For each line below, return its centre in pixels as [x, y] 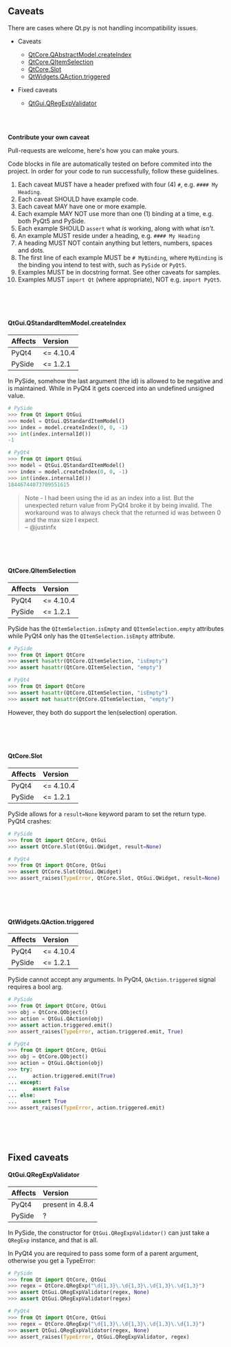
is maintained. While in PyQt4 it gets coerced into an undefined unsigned [111, 389]
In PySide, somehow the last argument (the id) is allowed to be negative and [115, 381]
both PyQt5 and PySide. [52, 221]
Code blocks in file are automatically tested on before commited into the [110, 164]
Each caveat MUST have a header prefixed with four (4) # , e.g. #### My [118, 184]
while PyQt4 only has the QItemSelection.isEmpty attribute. [91, 636]
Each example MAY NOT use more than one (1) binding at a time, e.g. [115, 213]
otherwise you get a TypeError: [52, 1260]
